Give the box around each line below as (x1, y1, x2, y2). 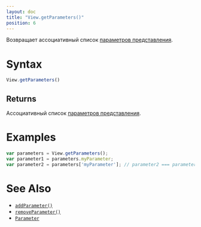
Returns (6, 93, 37, 104)
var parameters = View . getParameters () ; (6, 150, 109, 156)
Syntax (6, 57, 42, 71)
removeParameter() (14, 209, 61, 215)
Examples (6, 131, 56, 144)
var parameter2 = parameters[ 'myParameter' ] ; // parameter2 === (6, 161, 170, 168)
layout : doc (6, 8, 36, 15)
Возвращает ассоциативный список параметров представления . (6, 37, 173, 44)
